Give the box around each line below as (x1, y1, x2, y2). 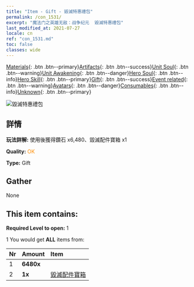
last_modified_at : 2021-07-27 (6, 25, 81, 31)
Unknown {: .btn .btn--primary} (17, 88, 92, 95)
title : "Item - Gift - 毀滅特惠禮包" (6, 8, 93, 15)
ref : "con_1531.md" (6, 36, 54, 42)
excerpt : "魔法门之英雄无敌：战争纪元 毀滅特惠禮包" (6, 19, 124, 25)
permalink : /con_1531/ (6, 14, 62, 20)
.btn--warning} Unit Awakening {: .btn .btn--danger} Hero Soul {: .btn (6, 69, 168, 77)
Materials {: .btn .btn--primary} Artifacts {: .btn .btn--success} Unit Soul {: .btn (6, 63, 189, 70)
